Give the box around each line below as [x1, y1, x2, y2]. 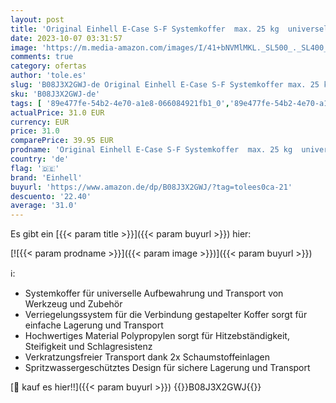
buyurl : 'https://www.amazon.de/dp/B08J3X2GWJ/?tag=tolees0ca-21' [10, 182, 293, 192]
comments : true [10, 52, 74, 62]
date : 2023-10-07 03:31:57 [10, 33, 123, 43]
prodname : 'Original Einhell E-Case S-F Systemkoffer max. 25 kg [10, 145, 293, 155]
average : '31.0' [10, 201, 78, 211]
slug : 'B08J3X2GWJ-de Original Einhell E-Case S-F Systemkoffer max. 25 [10, 80, 320, 90]
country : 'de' [10, 154, 70, 164]
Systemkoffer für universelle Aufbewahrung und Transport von [24, 287, 284, 300]
